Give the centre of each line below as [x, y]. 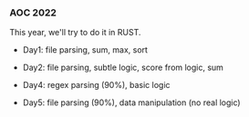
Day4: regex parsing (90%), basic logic [96, 85]
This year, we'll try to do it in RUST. [75, 33]
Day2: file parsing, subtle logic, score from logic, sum [123, 68]
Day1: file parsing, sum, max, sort [85, 50]
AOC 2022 [33, 13]
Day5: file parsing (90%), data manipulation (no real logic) [131, 102]
